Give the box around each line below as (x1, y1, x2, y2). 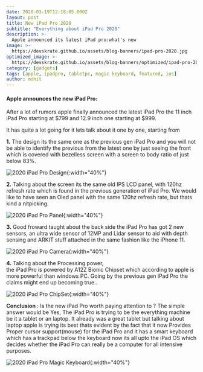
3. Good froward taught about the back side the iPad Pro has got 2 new (6, 223, 184, 231)
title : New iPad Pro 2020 (6, 20, 71, 26)
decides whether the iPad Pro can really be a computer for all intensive (6, 341, 183, 348)
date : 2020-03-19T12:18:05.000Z (6, 8, 88, 15)
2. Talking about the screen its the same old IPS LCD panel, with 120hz (6, 181, 182, 188)
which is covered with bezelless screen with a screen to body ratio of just (6, 151, 189, 158)
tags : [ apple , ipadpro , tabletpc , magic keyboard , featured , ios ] (6, 71, 177, 77)
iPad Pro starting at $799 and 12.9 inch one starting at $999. (6, 115, 156, 122)
